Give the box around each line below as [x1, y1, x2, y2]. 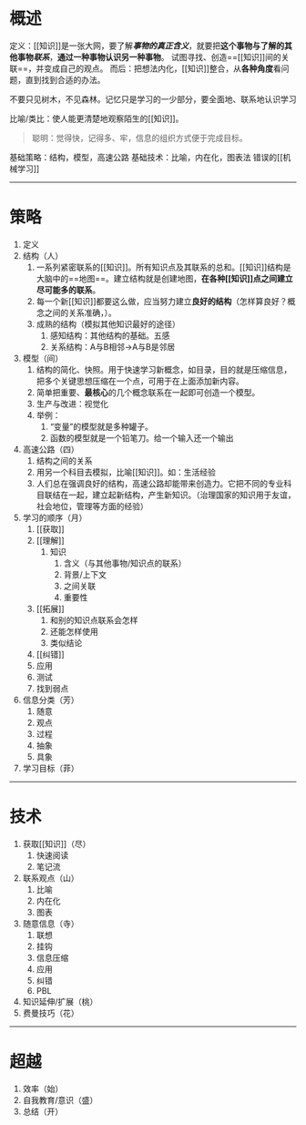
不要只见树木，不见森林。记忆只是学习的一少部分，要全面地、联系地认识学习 [9, 93, 297, 105]
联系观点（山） [22, 872, 79, 884]
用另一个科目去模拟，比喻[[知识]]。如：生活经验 [36, 466, 217, 477]
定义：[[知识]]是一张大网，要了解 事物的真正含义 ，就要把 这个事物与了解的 [9, 40, 285, 51]
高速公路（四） [22, 444, 79, 455]
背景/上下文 [63, 568, 107, 579]
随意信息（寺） [22, 917, 79, 929]
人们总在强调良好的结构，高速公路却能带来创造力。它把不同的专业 [36, 477, 284, 488]
